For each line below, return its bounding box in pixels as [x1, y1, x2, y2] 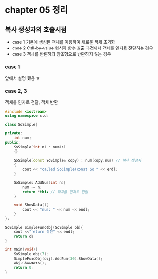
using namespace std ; [5, 114, 49, 118]
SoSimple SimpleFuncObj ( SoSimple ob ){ [5, 225, 83, 230]
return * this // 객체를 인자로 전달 [22, 189, 88, 194]
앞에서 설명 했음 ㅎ [5, 75, 40, 81]
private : [5, 131, 23, 136]
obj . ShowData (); [14, 261, 47, 266]
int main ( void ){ [5, 247, 38, 252]
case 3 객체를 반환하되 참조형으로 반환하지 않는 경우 [12, 51, 111, 57]
